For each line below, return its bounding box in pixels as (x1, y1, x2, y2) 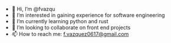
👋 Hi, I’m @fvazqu (11, 6, 55, 12)
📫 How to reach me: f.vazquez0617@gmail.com (11, 31, 129, 37)
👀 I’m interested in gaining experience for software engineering (11, 12, 165, 19)
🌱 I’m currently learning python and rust (11, 18, 108, 24)
